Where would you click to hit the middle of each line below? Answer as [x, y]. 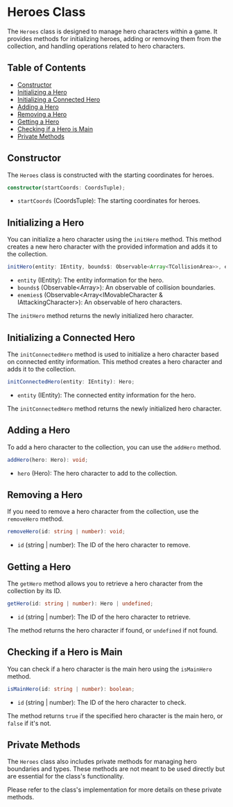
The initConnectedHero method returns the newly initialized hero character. [114, 408]
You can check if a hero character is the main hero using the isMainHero [110, 669]
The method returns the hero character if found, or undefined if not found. [113, 630]
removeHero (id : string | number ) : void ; [67, 532]
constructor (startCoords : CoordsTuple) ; [67, 188]
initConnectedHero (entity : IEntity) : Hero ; [71, 382]
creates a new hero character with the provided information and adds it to [112, 247]
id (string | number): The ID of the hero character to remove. [104, 545]
